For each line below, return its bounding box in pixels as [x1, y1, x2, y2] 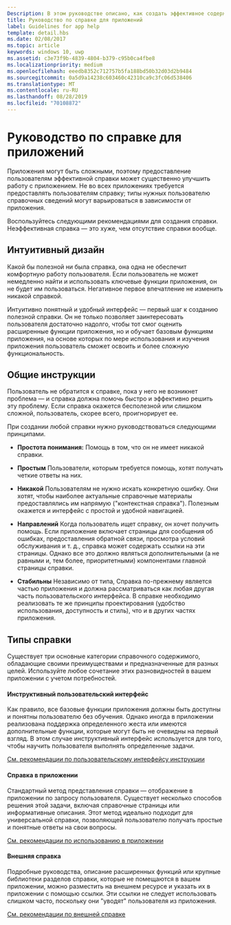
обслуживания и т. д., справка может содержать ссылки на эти [16, 542, 205, 550]
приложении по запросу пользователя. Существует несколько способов [7, 793, 222, 802]
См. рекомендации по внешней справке [7, 910, 126, 918]
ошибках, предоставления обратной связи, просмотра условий [16, 535, 205, 543]
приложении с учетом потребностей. [7, 674, 117, 682]
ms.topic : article [7, 42, 60, 49]
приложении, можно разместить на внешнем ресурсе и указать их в [7, 882, 211, 890]
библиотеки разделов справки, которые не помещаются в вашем [7, 875, 201, 883]
